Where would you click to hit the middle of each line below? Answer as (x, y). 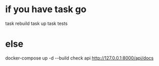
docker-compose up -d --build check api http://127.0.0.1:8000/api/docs (79, 58)
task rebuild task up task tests (36, 23)
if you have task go (46, 9)
